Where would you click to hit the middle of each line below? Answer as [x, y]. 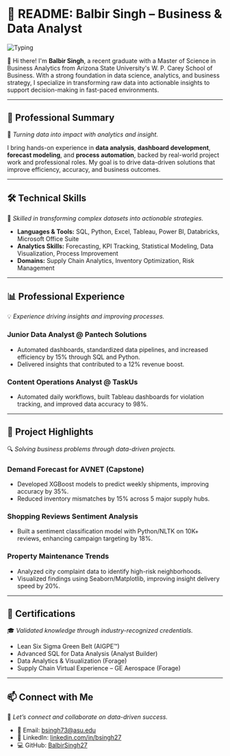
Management [36, 268]
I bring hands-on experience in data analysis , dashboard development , [109, 147]
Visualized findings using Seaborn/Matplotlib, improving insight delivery [118, 579]
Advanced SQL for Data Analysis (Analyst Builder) [87, 654]
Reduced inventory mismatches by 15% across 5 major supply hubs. [113, 499]
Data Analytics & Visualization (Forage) [72, 661]
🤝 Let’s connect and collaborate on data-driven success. [88, 717]
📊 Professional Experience [66, 296]
